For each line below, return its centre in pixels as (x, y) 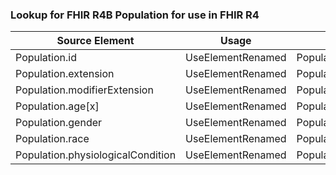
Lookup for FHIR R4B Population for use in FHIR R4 (135, 15)
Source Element (95, 41)
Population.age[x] (57, 106)
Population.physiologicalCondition (96, 155)
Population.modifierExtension (84, 90)
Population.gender (59, 123)
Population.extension (65, 74)
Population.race (52, 139)
